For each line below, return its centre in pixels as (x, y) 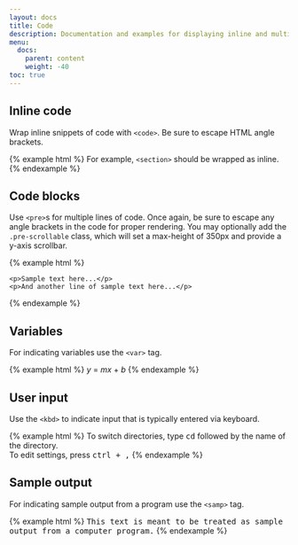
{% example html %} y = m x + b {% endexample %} (104, 370)
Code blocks (45, 196)
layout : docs (33, 17)
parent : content (55, 58)
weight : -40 (47, 67)
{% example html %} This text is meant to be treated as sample (146, 521)
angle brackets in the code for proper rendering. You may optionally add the (148, 227)
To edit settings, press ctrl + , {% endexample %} (106, 455)
